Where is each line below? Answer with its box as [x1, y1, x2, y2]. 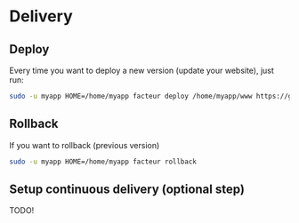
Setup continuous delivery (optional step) [9, 181, 245, 196]
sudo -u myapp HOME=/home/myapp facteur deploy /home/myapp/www [9, 92, 253, 100]
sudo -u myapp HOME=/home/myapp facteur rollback [9, 157, 198, 166]
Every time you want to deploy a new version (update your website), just [9, 65, 274, 76]
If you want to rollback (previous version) [9, 139, 160, 150]
